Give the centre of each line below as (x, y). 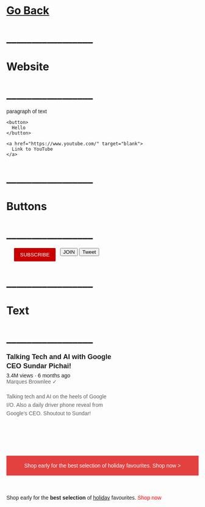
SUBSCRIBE (35, 254)
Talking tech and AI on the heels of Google (56, 397)
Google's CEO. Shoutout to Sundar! (49, 414)
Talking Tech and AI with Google (59, 357)
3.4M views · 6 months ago (38, 376)
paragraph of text (27, 111)
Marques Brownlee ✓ (32, 382)
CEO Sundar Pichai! (39, 366)
